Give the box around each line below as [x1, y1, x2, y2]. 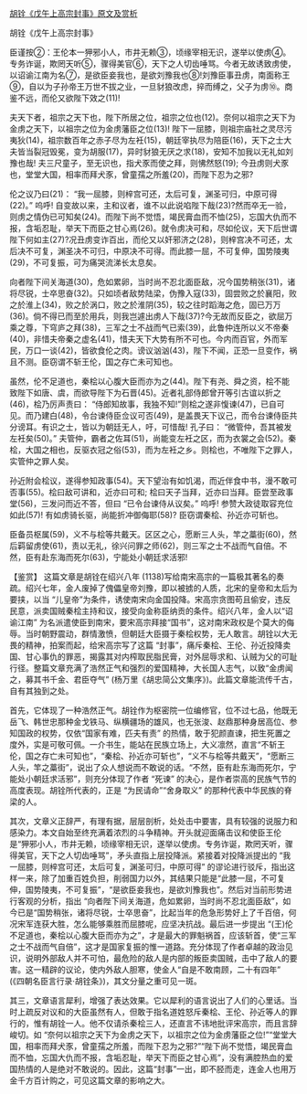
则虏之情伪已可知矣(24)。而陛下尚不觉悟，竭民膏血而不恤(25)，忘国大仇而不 [9, 211, 297, 222]
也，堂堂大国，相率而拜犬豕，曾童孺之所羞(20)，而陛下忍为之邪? [9, 169, 254, 180]
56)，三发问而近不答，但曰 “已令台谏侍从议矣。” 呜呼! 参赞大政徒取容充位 [20, 498, 294, 509]
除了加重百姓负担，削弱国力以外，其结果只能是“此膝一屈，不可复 [40, 873, 286, 884]
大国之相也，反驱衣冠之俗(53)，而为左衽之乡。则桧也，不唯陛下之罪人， [25, 444, 298, 455]
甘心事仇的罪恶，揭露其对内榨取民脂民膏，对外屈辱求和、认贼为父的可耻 [25, 652, 298, 662]
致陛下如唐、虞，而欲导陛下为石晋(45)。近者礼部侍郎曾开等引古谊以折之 [9, 388, 281, 398]
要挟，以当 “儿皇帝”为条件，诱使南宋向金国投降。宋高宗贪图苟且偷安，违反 [9, 594, 291, 605]
